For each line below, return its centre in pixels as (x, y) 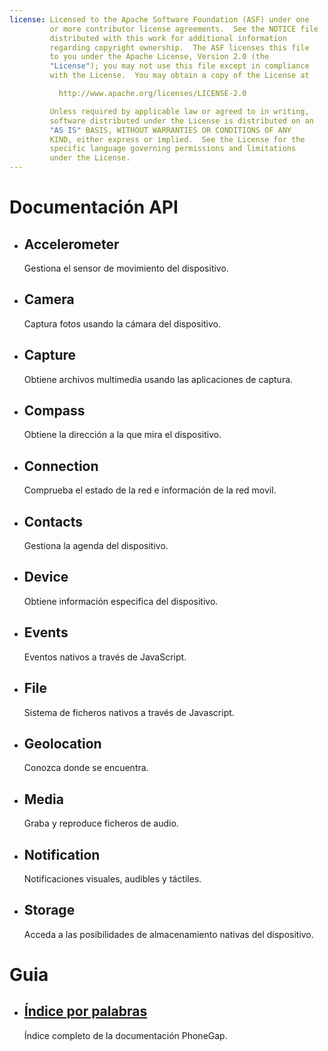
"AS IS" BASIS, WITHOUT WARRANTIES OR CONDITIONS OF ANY (170, 130)
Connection (61, 466)
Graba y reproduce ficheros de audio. (101, 823)
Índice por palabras (85, 1011)
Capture (50, 355)
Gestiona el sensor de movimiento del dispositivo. (126, 268)
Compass (54, 411)
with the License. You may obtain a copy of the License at (179, 76)
